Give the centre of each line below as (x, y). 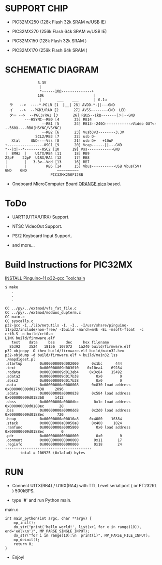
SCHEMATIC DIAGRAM (52, 70)
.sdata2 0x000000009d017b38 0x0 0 (64, 376)
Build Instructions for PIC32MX (69, 265)
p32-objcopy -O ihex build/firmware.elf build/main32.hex (65, 351)
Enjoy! (18, 557)
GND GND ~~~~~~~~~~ (42, 171)
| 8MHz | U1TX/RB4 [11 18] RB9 (47, 154)
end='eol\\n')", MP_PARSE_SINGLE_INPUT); (47, 531)
